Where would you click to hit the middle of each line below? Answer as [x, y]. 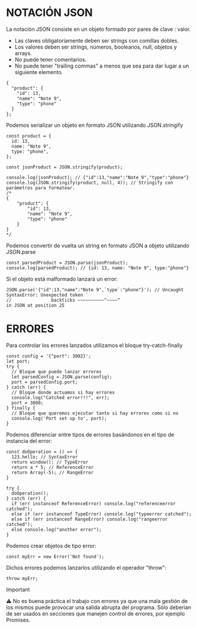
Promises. [18, 620]
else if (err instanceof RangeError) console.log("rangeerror [90, 519]
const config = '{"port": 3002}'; [49, 356]
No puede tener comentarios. [51, 59]
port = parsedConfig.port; [45, 382]
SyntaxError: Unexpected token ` [47, 295]
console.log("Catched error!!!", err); [61, 397]
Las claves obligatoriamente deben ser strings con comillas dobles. [97, 40]
